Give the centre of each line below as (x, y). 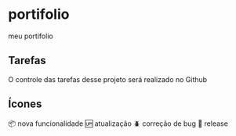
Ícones (25, 104)
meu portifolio (31, 36)
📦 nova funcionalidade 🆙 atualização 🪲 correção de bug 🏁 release (118, 123)
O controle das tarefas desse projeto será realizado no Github (108, 79)
